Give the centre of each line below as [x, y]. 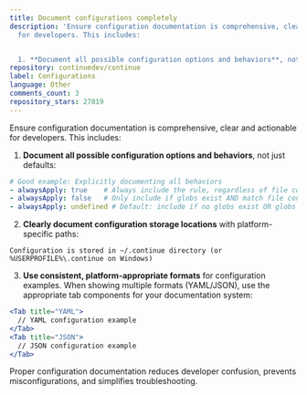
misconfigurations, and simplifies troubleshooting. [104, 381]
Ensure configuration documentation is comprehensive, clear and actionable [153, 128]
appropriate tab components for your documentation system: [138, 295]
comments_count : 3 [44, 93]
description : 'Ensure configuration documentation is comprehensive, [145, 26]
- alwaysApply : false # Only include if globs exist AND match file [147, 198]
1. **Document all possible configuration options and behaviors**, [151, 59]
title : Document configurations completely [94, 18]
